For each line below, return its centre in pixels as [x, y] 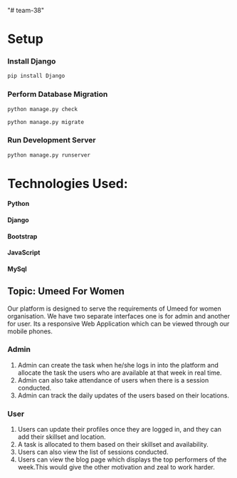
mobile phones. [30, 331]
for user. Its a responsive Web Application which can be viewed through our [118, 323]
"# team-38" [26, 10]
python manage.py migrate [46, 122]
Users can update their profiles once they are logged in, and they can [120, 430]
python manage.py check [43, 109]
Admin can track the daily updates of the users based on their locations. [123, 395]
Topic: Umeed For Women [66, 291]
